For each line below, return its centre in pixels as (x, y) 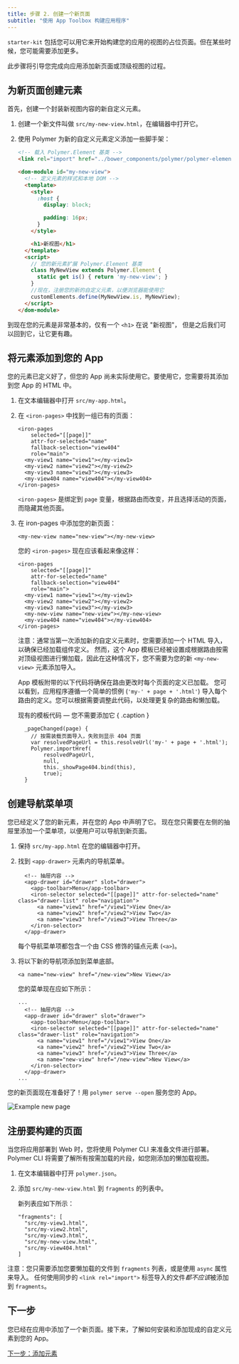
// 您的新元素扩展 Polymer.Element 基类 (86, 264)
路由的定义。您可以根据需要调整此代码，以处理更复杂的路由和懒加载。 (121, 700)
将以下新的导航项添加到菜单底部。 (68, 961)
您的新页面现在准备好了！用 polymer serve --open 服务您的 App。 (104, 1092)
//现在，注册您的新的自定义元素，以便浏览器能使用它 (98, 290)
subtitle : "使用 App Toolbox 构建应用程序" (69, 21)
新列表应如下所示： (46, 1204)
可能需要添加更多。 (54, 51)
